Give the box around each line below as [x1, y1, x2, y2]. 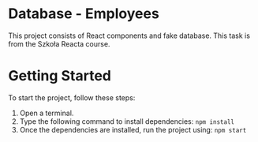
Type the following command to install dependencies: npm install [19, 116, 235, 126]
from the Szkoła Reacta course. [8, 39, 110, 48]
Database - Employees [8, 5, 159, 23]
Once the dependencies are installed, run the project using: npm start [19, 125, 247, 134]
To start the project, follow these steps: [8, 92, 136, 103]
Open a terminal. [19, 108, 74, 118]
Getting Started [8, 67, 112, 85]
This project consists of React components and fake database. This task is [8, 31, 251, 40]
